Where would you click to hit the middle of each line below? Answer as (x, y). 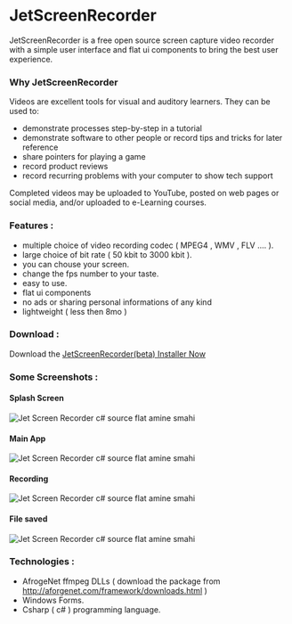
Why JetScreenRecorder (64, 82)
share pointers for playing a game (84, 157)
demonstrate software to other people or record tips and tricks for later (152, 138)
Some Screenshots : (54, 377)
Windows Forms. (53, 600)
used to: (24, 111)
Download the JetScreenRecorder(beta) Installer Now (108, 354)
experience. (31, 59)
